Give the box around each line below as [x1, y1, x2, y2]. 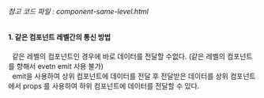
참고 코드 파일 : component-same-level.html [8, 6, 149, 16]
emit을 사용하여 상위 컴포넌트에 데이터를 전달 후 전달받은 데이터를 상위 [11, 71, 229, 81]
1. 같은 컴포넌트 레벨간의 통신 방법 [8, 32, 111, 42]
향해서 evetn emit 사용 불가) [16, 61, 104, 70]
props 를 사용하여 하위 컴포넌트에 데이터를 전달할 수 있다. [22, 81, 200, 90]
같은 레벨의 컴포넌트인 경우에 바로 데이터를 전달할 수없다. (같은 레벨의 [11, 51, 225, 61]
